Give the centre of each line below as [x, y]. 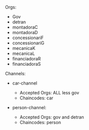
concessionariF [28, 38]
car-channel [25, 83]
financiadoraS [26, 64]
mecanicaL [23, 53]
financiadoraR [26, 59]
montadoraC [25, 27]
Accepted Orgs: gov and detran [52, 117]
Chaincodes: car [36, 98]
